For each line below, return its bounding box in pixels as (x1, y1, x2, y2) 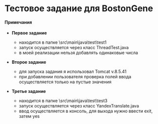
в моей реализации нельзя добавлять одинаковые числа (19, 50, 138, 56)
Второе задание (11, 59, 47, 65)
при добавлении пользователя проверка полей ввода (19, 74, 132, 80)
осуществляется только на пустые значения (19, 79, 112, 85)
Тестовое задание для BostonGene (4, 3, 153, 14)
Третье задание (11, 89, 46, 94)
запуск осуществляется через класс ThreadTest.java (19, 45, 129, 51)
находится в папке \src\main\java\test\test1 (19, 39, 107, 45)
